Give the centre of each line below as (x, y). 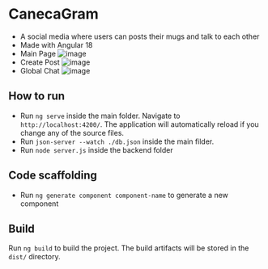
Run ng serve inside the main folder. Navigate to (100, 116)
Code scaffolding (53, 176)
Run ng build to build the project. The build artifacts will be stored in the (129, 248)
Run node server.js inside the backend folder (96, 149)
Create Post (40, 62)
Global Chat (40, 70)
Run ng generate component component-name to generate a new (124, 195)
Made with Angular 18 (56, 44)
